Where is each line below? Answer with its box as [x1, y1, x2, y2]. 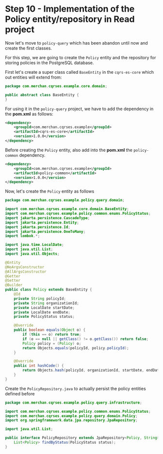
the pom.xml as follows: [5, 111, 53, 117]
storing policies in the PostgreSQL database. [5, 60, 94, 65]
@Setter [5, 278, 21, 283]
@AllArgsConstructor [5, 269, 47, 274]
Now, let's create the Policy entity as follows [5, 188, 95, 195]
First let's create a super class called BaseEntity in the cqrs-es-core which [5, 69, 154, 75]
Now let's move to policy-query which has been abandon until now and [5, 40, 148, 46]
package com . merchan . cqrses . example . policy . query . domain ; [5, 198, 125, 203]
